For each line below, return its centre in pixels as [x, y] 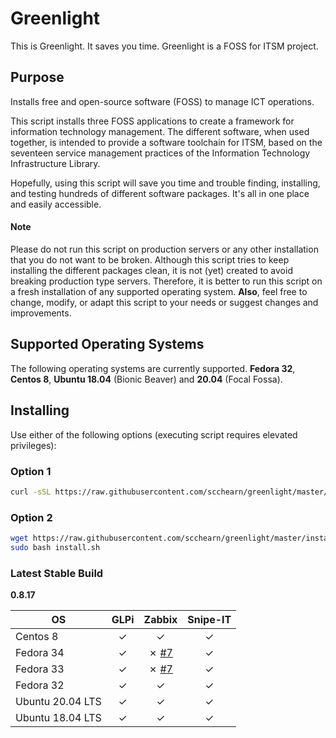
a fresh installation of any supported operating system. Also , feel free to [159, 291]
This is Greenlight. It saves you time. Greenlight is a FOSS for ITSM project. [164, 46]
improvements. [41, 313]
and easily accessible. [56, 204]
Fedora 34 [40, 653]
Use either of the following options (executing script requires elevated [154, 434]
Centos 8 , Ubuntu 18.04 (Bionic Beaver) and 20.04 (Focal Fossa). [146, 379]
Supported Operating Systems [107, 344]
